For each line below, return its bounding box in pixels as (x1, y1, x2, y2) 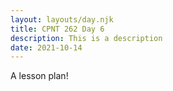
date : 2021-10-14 (10, 42, 83, 53)
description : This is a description (10, 33, 163, 43)
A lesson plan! (10, 70, 69, 82)
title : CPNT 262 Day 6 (10, 24, 105, 34)
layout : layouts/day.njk (10, 14, 114, 25)
